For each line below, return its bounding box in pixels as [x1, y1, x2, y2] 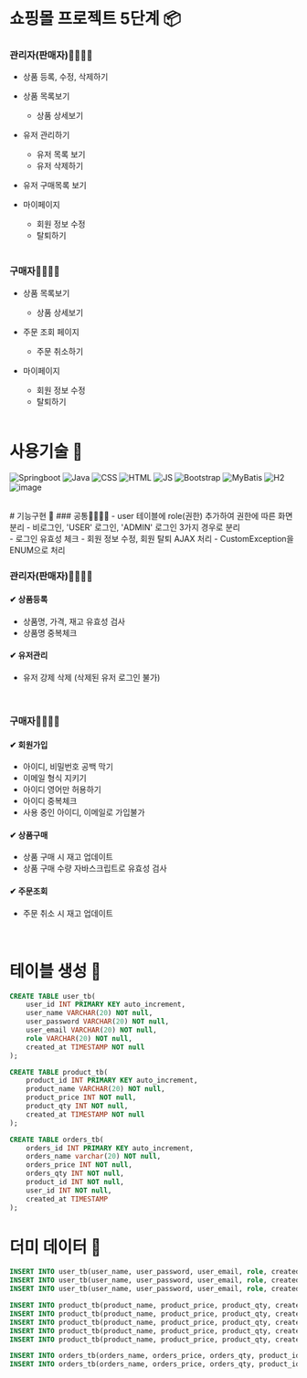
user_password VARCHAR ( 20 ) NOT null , [26, 1017, 170, 1026]
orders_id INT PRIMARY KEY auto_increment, [26, 1143, 195, 1152]
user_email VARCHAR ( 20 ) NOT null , [26, 1025, 157, 1035]
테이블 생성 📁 [9, 960, 102, 981]
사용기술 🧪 [9, 440, 84, 461]
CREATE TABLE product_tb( [9, 1067, 108, 1076]
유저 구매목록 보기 [22, 180, 87, 191]
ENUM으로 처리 [9, 545, 66, 556]
